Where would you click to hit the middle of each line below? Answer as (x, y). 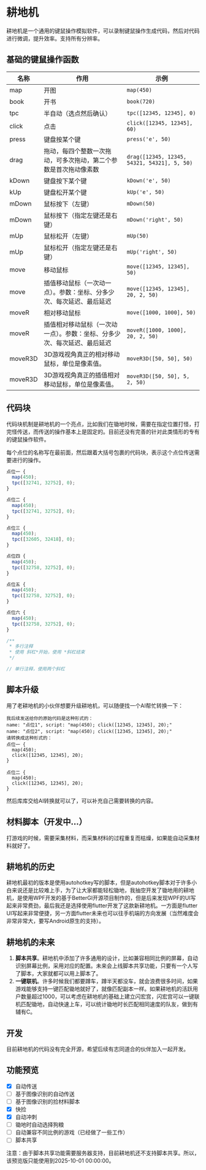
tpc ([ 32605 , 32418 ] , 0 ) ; (44, 540)
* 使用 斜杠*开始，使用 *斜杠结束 (47, 652)
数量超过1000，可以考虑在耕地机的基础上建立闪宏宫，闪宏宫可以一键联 (110, 997)
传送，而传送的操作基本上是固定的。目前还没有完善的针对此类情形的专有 (108, 432)
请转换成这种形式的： (29, 738)
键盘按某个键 (62, 139)
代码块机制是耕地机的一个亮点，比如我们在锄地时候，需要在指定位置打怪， (100, 424)
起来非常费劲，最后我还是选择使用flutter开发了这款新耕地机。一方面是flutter (102, 905)
